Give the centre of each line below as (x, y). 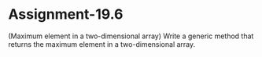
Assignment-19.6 (66, 14)
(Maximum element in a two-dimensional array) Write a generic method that (131, 36)
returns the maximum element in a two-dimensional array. (102, 44)
